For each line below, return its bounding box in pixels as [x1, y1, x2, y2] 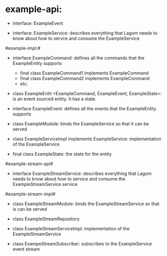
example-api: [5, 4, 62, 15]
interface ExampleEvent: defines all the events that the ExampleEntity [12, 105, 156, 111]
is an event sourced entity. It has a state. [12, 96, 97, 102]
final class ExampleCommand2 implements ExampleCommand [20, 75, 150, 81]
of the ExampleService [12, 141, 60, 147]
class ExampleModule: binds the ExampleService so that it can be [12, 120, 149, 126]
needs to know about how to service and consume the [12, 175, 126, 182]
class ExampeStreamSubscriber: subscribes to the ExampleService [12, 240, 152, 246]
